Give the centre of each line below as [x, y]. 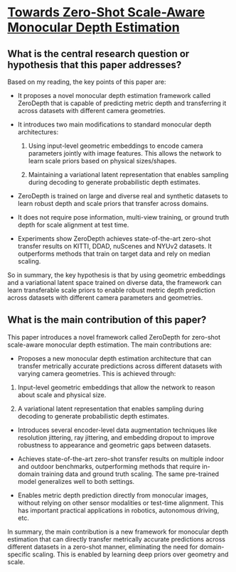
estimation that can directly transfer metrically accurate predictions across [117, 539]
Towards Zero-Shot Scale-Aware [106, 12]
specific [19, 554]
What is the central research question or [98, 54]
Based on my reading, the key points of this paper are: [87, 82]
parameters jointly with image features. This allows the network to [125, 153]
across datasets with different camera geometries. [91, 110]
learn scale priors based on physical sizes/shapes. [102, 161]
